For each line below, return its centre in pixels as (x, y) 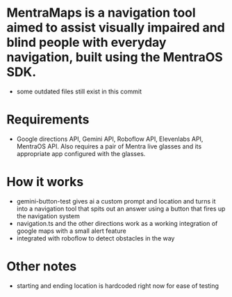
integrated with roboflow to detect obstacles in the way (96, 238)
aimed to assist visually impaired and (116, 28)
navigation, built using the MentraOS (115, 58)
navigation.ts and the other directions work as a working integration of (117, 223)
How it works (45, 182)
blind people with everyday (86, 43)
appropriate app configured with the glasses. (81, 153)
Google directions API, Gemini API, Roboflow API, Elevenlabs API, (110, 139)
